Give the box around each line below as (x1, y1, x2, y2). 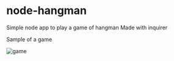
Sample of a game (6, 35, 53, 43)
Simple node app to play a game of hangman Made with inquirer (6, 24, 168, 31)
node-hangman (6, 4, 87, 18)
